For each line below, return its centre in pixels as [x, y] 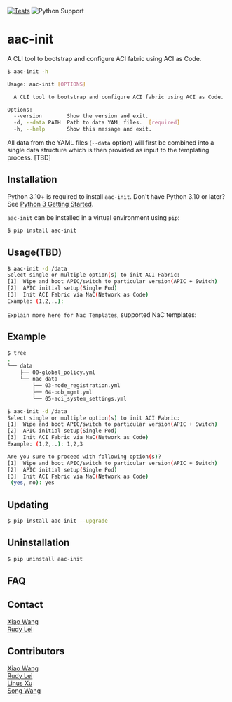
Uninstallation [39, 543]
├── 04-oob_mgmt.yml [62, 392]
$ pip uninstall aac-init [45, 559]
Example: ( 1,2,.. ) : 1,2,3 [45, 444]
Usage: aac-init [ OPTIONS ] [47, 84]
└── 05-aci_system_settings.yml [80, 398]
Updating [28, 505]
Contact [25, 605]
